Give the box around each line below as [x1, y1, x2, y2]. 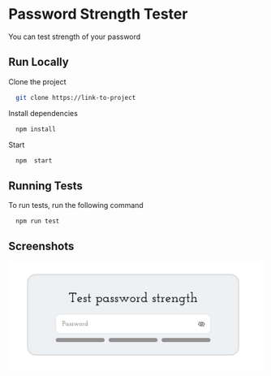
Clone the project [8, 76, 67, 86]
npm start [15, 156, 53, 165]
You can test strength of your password [8, 32, 141, 41]
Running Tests [8, 179, 83, 192]
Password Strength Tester [8, 5, 188, 24]
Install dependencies [8, 108, 79, 118]
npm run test [15, 217, 60, 226]
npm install [15, 125, 57, 133]
